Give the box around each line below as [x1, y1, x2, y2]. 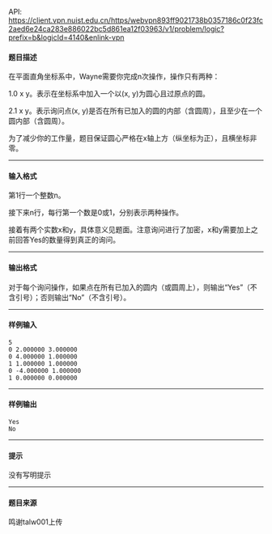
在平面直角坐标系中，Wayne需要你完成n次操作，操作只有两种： [8, 72, 220, 82]
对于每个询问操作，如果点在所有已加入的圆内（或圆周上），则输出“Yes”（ [8, 282, 251, 292]
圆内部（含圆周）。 [8, 117, 69, 126]
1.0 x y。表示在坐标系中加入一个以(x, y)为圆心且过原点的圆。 [8, 89, 210, 99]
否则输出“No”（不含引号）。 [40, 292, 131, 302]
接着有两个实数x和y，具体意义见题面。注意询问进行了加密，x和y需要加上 [8, 225, 252, 235]
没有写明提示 [8, 470, 51, 480]
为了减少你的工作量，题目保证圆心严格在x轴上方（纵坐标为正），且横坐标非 [8, 133, 257, 143]
